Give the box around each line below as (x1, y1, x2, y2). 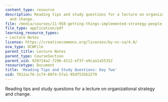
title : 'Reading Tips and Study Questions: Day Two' (5, 68, 117, 73)
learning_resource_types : (5, 30, 59, 35)
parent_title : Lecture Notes (5, 49, 66, 54)
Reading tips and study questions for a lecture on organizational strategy (5, 86, 155, 92)
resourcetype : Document (5, 63, 55, 68)
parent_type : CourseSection (5, 53, 64, 59)
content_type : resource (5, 7, 55, 12)
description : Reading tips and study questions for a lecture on (5, 12, 144, 17)
